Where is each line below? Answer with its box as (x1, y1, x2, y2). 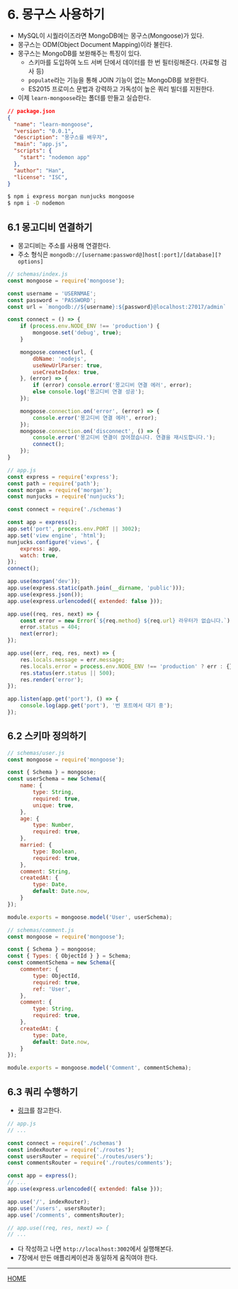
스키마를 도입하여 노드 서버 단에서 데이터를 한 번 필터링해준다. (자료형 (28, 58, 220, 66)
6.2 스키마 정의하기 (7, 730, 87, 742)
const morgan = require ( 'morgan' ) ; (7, 486, 113, 494)
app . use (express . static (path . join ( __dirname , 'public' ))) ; (7, 584, 186, 592)
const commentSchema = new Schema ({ (7, 959, 115, 967)
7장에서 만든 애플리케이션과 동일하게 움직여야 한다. (17, 1253, 158, 1262)
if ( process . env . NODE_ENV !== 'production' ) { (20, 322, 160, 330)
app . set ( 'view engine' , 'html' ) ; (7, 532, 106, 539)
